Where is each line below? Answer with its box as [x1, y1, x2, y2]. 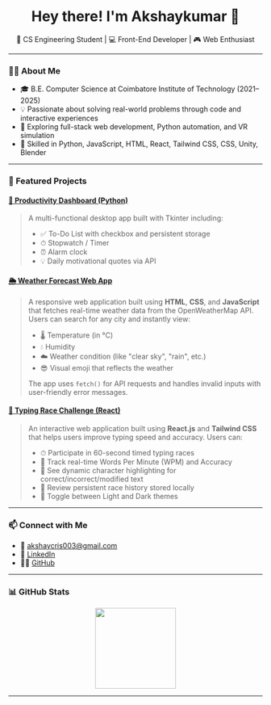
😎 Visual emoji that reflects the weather [40, 363, 174, 372]
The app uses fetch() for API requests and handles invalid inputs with [27, 379, 261, 388]
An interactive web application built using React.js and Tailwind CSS [27, 423, 257, 433]
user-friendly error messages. [27, 387, 128, 397]
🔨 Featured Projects [8, 175, 87, 187]
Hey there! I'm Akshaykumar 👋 [31, 7, 240, 26]
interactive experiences [19, 113, 98, 124]
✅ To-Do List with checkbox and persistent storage [40, 229, 211, 239]
